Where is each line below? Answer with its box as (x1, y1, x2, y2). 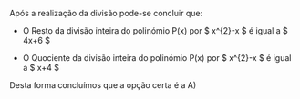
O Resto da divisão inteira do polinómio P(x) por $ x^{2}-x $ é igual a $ (22, 25, 289, 35)
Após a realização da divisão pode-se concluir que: (9, 8, 203, 18)
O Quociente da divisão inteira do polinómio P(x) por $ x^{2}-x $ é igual (22, 53, 292, 63)
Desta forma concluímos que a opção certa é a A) (9, 80, 197, 90)
